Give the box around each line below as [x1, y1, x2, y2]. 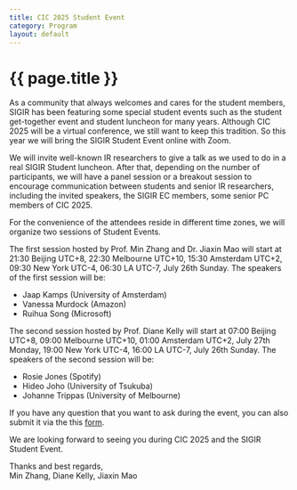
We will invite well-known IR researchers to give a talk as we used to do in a [9, 152, 286, 163]
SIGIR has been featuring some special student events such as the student [9, 107, 283, 118]
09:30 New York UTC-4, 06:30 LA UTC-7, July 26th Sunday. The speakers [9, 263, 282, 274]
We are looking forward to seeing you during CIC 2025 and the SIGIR [9, 434, 261, 445]
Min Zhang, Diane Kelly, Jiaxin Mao [9, 470, 138, 481]
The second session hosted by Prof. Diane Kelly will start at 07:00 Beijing [9, 326, 277, 337]
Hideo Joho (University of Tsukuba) [21, 380, 154, 392]
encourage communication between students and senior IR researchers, [9, 181, 274, 192]
